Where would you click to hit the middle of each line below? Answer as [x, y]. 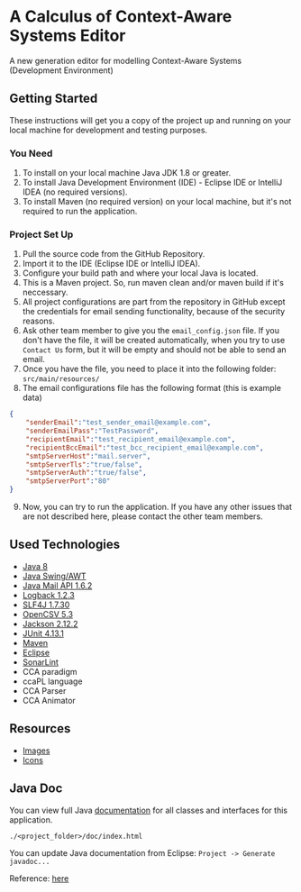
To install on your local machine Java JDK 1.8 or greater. [127, 173]
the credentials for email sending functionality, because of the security [154, 312]
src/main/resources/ [61, 379]
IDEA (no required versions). [75, 192]
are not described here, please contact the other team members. [142, 516]
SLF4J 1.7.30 [46, 605]
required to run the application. [80, 211]
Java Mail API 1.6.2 [57, 585]
